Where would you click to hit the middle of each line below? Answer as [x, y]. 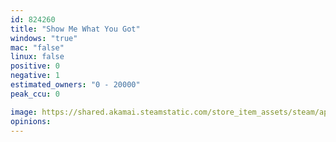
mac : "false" [37, 47]
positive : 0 [35, 66]
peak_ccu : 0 [35, 94]
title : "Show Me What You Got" [75, 29]
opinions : [31, 121]
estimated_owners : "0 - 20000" [75, 85]
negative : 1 [35, 76]
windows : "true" [44, 38]
